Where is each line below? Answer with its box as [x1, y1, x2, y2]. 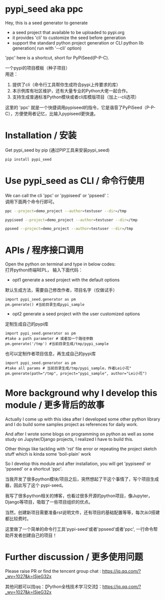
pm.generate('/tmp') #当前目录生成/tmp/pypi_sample [5, 342, 109, 346]
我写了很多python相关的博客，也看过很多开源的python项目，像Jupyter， [5, 493, 153, 499]
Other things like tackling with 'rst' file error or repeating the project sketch [5, 446, 157, 452]
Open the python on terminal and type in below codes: [5, 261, 116, 267]
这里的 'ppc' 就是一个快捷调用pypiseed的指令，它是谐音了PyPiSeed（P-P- [5, 104, 156, 110]
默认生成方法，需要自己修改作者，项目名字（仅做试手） [5, 287, 117, 293]
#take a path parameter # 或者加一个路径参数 [5, 336, 94, 342]
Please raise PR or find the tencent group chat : [5, 568, 101, 574]
